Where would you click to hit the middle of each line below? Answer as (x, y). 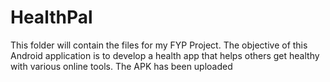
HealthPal (51, 17)
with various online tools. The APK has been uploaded (121, 66)
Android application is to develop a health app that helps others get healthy (165, 55)
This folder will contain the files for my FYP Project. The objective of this (159, 45)
